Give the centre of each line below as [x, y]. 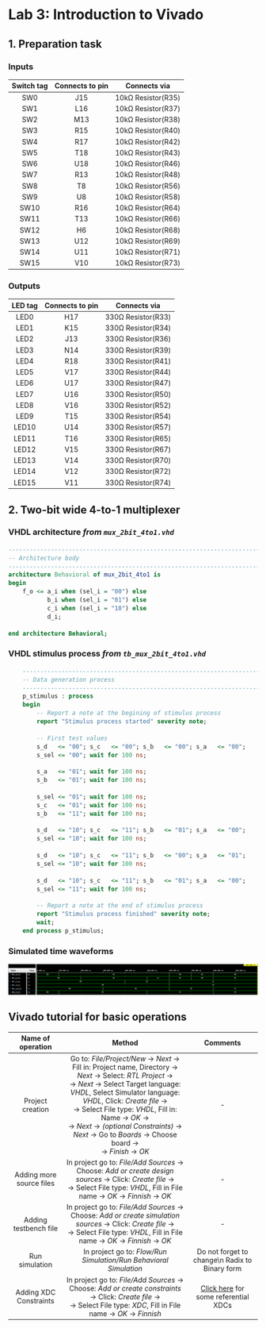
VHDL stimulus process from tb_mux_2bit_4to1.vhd [107, 654]
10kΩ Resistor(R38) [147, 120]
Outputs [25, 286]
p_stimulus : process [58, 696]
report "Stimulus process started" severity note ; [122, 722]
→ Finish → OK [125, 1151]
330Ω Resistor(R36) [138, 339]
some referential [222, 1296]
